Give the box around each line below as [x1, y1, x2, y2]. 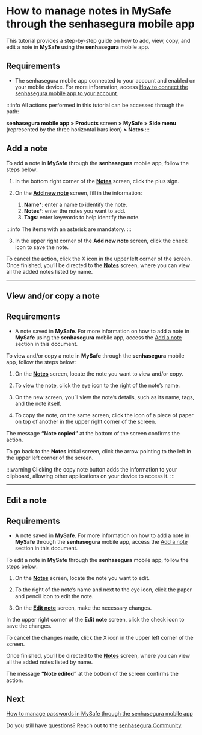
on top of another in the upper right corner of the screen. [14, 418, 156, 425]
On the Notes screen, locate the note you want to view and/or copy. [14, 370, 183, 377]
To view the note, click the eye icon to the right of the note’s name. [14, 382, 180, 389]
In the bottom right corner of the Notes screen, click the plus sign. [14, 177, 179, 185]
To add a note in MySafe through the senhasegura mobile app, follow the [6, 159, 189, 166]
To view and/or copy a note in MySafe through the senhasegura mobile [6, 352, 185, 359]
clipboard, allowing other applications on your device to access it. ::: [6, 472, 176, 479]
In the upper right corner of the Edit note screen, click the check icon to [6, 616, 185, 623]
